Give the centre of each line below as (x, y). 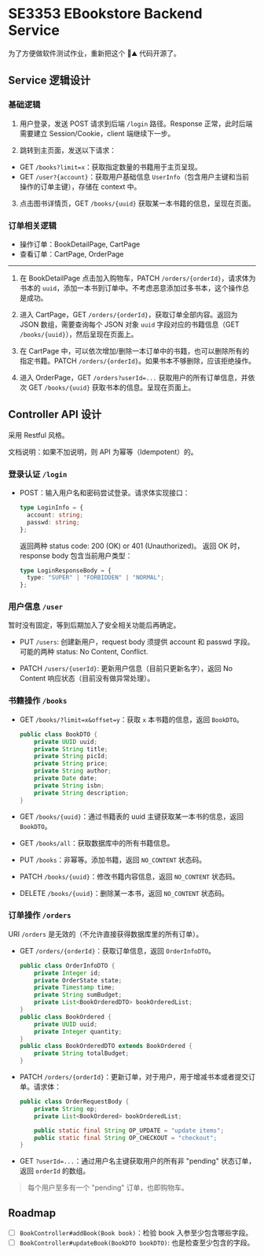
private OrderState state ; (78, 980)
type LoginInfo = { (51, 508)
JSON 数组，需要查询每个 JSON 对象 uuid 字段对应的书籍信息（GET (129, 324)
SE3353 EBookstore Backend (105, 14)
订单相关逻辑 (33, 225)
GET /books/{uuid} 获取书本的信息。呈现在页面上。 (112, 387)
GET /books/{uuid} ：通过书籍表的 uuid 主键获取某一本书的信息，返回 (132, 816)
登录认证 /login (38, 474)
